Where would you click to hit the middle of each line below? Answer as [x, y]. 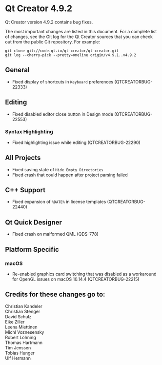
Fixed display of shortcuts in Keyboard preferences [63, 81]
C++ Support [25, 190]
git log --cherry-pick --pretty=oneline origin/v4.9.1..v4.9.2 [71, 55]
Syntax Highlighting [29, 132]
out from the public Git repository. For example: [53, 41]
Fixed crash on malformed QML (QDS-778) [55, 234]
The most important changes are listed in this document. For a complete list [81, 31]
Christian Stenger [23, 311]
